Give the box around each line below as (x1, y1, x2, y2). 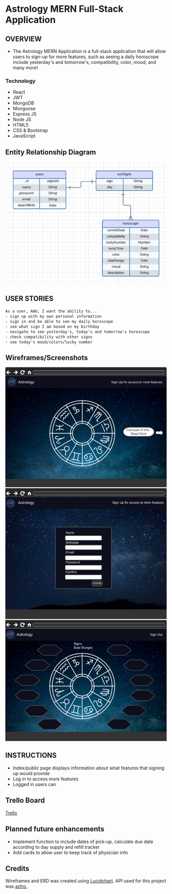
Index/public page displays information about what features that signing (12, 765, 165, 771)
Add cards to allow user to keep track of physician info (12, 849, 128, 855)
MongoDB (12, 100, 34, 106)
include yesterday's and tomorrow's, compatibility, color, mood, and (12, 59, 156, 65)
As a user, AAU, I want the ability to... (5, 308, 97, 314)
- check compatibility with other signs (5, 334, 93, 340)
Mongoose (12, 106, 36, 112)
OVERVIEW (5, 34, 42, 43)
